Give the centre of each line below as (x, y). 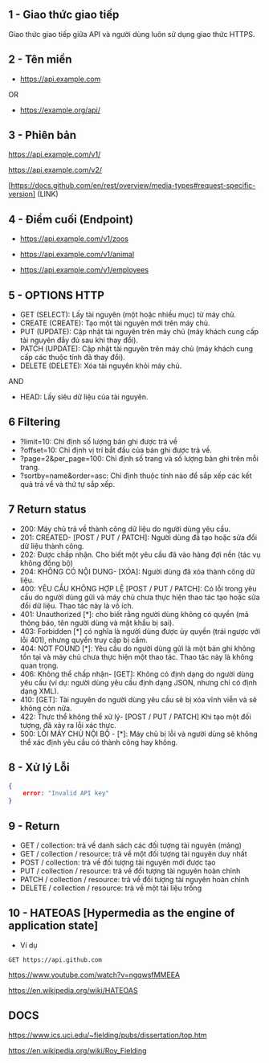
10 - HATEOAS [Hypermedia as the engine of (122, 913)
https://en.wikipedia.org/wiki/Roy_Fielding (77, 1050)
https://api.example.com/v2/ (55, 170)
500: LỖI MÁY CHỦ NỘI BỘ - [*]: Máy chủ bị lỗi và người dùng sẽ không (139, 734)
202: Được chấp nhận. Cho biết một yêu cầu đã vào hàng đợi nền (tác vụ (140, 554)
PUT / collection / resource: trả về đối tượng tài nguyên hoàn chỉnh (130, 871)
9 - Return (34, 826)
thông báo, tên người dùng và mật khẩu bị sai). (97, 623)
